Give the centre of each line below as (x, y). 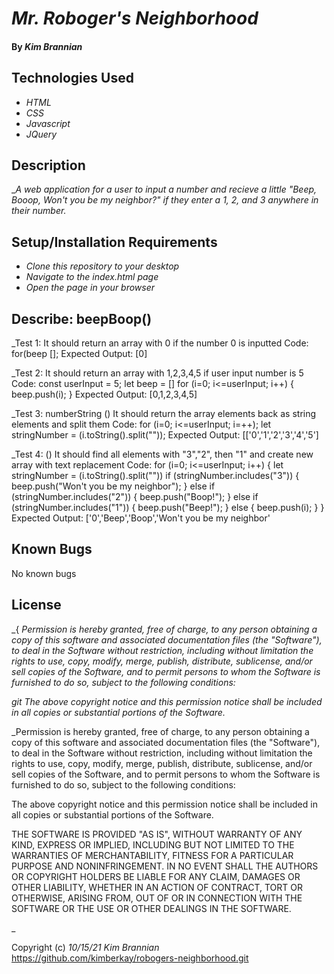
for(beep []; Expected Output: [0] (79, 354)
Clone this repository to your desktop (102, 266)
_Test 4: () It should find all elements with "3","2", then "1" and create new (162, 454)
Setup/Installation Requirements (114, 242)
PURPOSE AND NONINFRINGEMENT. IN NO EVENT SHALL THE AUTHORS (165, 866)
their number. (39, 211)
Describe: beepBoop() (82, 318)
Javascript (48, 123)
